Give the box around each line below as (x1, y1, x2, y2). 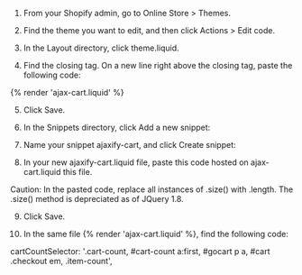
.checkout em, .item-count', (10, 256, 113, 266)
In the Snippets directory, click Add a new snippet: (23, 122, 211, 133)
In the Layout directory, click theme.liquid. (23, 42, 179, 53)
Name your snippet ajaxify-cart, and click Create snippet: (23, 140, 237, 150)
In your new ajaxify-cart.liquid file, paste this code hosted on (23, 157, 249, 168)
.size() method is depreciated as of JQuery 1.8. (10, 194, 184, 204)
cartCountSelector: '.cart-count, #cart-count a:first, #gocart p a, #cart (10, 246, 270, 256)
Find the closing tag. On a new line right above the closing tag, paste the (23, 60, 293, 70)
